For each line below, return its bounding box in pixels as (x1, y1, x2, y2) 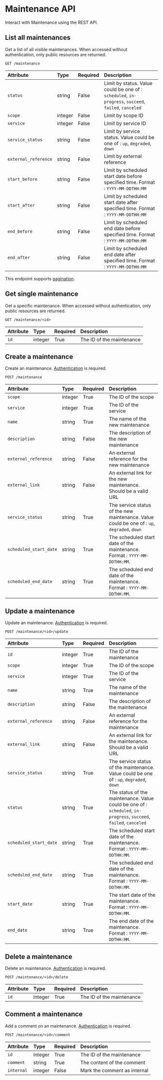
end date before (104, 225, 141, 232)
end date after (104, 251, 136, 258)
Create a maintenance (5, 352, 73, 360)
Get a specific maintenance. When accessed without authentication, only (5, 303, 151, 309)
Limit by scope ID (104, 112, 144, 119)
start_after (7, 203, 35, 208)
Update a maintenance (5, 607, 75, 615)
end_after (7, 255, 30, 260)
